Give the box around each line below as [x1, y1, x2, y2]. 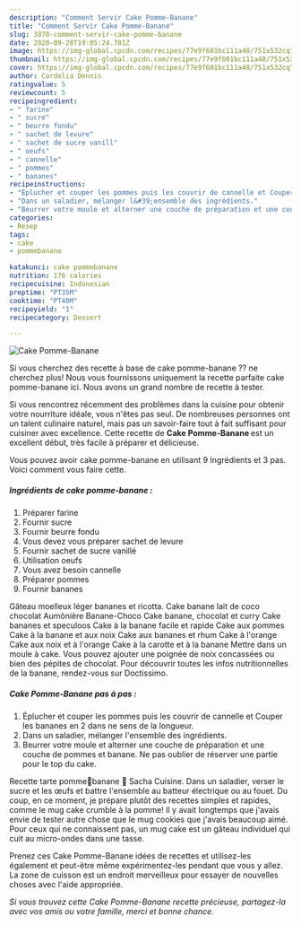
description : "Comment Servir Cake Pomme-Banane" [9, 13, 199, 22]
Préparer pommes [21, 574, 90, 585]
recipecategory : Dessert [9, 313, 102, 322]
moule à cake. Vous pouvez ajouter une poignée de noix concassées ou [9, 649, 275, 659]
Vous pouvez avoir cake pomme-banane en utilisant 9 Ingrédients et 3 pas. [9, 455, 287, 466]
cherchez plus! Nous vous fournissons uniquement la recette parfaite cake [9, 372, 285, 383]
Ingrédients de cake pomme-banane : [9, 484, 153, 495]
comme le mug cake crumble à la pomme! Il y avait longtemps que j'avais [9, 805, 279, 816]
